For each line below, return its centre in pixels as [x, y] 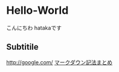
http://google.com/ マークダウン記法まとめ [59, 62]
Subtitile [23, 47]
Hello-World [37, 10]
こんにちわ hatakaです [34, 28]
